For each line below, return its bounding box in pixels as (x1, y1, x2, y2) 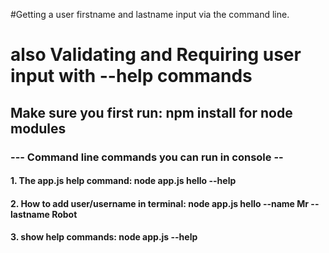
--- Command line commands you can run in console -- (10, 150, 284, 164)
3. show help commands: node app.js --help (10, 231, 198, 243)
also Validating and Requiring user (10, 44, 302, 66)
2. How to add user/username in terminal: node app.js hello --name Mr (10, 197, 310, 209)
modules (10, 120, 67, 137)
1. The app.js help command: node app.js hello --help (10, 175, 237, 187)
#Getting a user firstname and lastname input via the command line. (10, 9, 290, 20)
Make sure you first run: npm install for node (10, 104, 293, 121)
